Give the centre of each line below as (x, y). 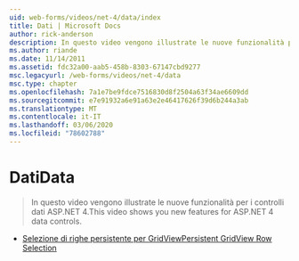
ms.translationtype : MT (53, 109)
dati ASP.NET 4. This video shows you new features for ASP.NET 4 (152, 211)
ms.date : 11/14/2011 (48, 59)
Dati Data (42, 178)
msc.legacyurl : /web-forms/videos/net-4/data (95, 76)
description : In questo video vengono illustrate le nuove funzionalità (147, 42)
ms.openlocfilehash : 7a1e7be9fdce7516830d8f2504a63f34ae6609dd (129, 92)
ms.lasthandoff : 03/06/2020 (61, 126)
